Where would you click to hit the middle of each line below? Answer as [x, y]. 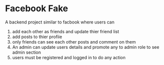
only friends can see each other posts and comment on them [74, 42]
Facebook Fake [37, 9]
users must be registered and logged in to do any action [69, 57]
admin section [27, 52]
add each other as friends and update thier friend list [66, 31]
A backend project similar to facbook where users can [60, 22]
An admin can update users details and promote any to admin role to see [86, 47]
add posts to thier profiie [37, 37]
